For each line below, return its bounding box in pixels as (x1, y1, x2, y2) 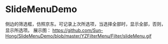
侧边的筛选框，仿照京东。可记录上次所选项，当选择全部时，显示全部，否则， (5, 21, 166, 27)
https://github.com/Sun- (52, 27, 103, 33)
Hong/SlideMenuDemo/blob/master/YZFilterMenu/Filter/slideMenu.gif (5, 33, 152, 39)
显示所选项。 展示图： (5, 27, 51, 33)
